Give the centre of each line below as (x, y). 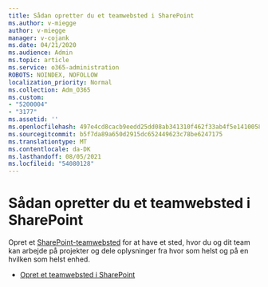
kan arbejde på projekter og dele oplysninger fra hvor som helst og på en (128, 251)
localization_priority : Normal (60, 82)
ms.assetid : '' (33, 120)
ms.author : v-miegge (43, 23)
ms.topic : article (39, 61)
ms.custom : (26, 97)
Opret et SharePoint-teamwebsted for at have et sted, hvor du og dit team (129, 242)
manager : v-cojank (39, 38)
